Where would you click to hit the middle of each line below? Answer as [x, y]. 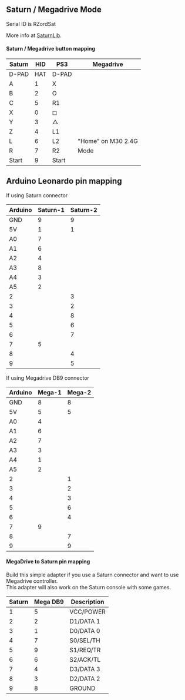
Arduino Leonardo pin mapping [64, 181]
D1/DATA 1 [85, 622]
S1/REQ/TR [85, 650]
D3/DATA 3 [85, 669]
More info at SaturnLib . [34, 35]
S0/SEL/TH [85, 641]
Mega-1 [50, 392]
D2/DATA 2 [85, 679]
